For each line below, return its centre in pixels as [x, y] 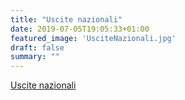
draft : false [37, 47]
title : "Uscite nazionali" [66, 19]
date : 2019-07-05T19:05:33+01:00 [80, 29]
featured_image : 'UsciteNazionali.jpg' [93, 38]
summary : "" [35, 57]
